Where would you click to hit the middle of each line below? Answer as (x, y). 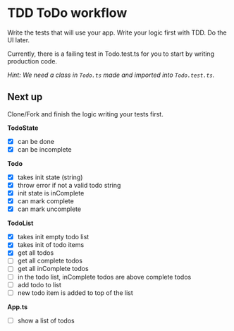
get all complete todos (50, 261)
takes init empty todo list (53, 237)
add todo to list (39, 284)
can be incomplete (44, 149)
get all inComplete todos (53, 269)
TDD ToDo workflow (67, 13)
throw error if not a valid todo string (69, 185)
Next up (25, 97)
